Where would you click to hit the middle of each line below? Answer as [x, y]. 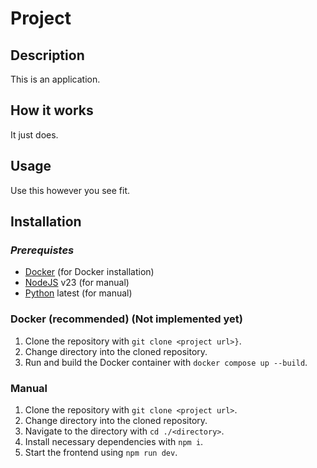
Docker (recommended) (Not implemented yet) [126, 319]
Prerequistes [42, 250]
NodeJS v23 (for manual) [77, 283]
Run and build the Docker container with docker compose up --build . [166, 362]
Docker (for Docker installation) [89, 272]
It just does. [34, 134]
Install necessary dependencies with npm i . [114, 441]
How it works [52, 110]
